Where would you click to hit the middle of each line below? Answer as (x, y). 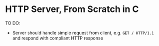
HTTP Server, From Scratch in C (72, 9)
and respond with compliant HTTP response (58, 38)
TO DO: (13, 23)
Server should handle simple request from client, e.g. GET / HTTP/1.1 (83, 32)
